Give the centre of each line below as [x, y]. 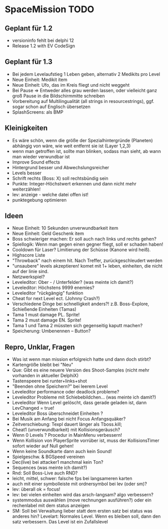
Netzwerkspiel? [29, 277]
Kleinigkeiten [26, 128]
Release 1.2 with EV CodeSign [44, 46]
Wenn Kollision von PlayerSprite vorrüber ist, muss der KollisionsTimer [86, 441]
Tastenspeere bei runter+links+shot [49, 381]
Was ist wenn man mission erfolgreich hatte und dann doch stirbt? [81, 359]
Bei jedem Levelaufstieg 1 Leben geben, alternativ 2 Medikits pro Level [86, 74]
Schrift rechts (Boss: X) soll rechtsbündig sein [60, 178]
